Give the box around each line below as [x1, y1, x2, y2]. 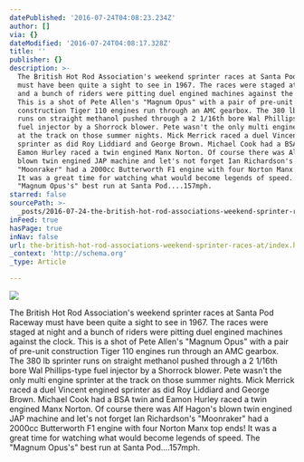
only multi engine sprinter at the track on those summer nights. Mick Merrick [9, 375, 295, 385]
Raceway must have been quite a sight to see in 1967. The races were [9, 317, 269, 327]
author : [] [9, 22, 51, 31]
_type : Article [9, 257, 67, 267]
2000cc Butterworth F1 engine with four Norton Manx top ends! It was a [9, 423, 278, 433]
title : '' [9, 47, 47, 56]
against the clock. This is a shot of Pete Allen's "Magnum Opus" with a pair [9, 336, 290, 347]
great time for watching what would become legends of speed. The [9, 432, 261, 443]
